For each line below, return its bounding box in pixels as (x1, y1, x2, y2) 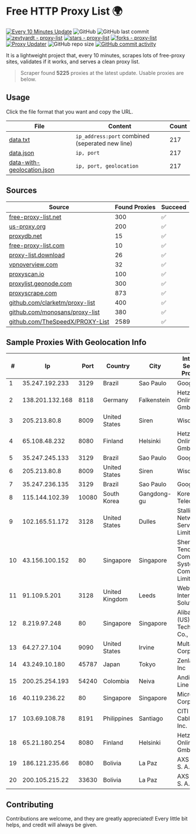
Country (106, 362, 130, 370)
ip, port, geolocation (75, 162, 139, 169)
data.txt (9, 135, 30, 143)
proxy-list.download (9, 251, 65, 259)
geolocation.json (9, 165, 55, 173)
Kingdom (103, 595, 128, 603)
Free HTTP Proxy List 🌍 (6, 5, 123, 18)
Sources (6, 186, 37, 196)
